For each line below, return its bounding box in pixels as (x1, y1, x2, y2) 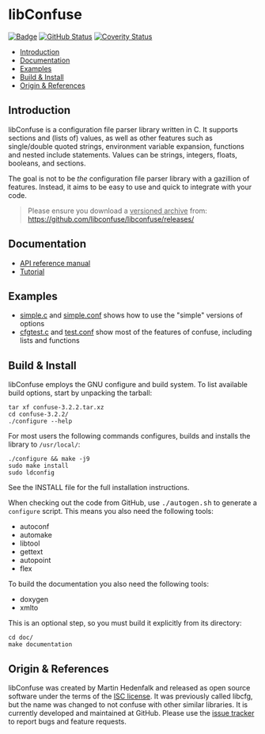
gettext (19, 547, 44, 557)
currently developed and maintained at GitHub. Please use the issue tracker (8, 709, 255, 717)
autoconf (19, 522, 50, 531)
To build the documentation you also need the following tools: (8, 580, 210, 589)
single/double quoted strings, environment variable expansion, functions (8, 141, 245, 151)
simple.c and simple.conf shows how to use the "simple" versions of (19, 310, 243, 320)
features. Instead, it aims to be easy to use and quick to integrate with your (8, 182, 252, 192)
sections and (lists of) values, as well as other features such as (8, 133, 214, 143)
